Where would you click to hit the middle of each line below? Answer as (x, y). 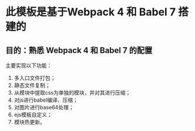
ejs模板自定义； (33, 115)
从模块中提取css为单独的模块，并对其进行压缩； (72, 93)
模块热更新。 (29, 122)
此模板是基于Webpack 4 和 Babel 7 (91, 12)
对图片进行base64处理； (44, 107)
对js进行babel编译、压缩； (46, 100)
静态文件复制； (32, 85)
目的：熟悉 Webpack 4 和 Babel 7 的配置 (79, 50)
